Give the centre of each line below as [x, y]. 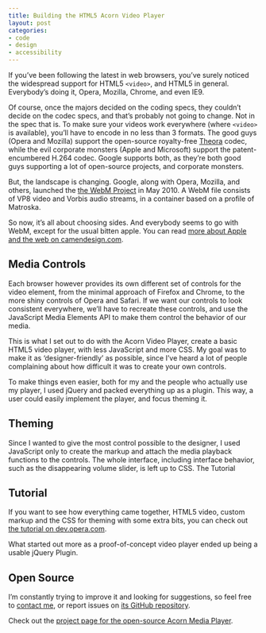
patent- [245, 149]
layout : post [30, 23]
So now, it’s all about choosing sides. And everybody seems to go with [123, 222]
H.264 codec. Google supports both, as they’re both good [146, 158]
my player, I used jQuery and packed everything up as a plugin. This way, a [131, 390]
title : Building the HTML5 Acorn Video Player [87, 15]
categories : [28, 30]
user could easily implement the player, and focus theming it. [108, 399]
